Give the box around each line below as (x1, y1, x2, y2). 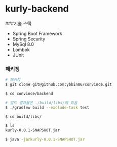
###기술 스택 (5, 20, 32, 26)
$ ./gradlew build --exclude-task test (5, 105, 90, 110)
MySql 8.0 (12, 41, 34, 47)
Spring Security (12, 36, 46, 42)
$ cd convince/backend (5, 91, 53, 96)
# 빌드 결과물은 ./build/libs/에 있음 (5, 100, 77, 105)
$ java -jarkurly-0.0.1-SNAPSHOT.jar (5, 137, 85, 142)
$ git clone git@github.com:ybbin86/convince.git (5, 82, 112, 87)
